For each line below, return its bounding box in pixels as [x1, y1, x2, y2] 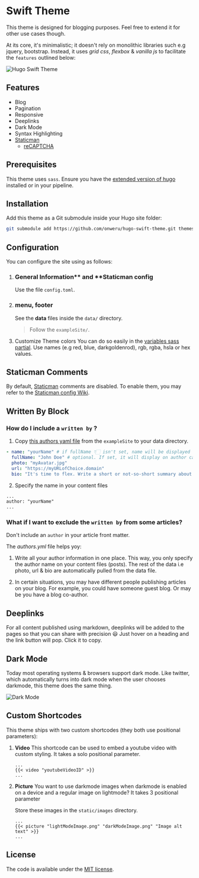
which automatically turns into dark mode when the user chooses [6, 676, 166, 683]
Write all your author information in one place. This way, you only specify [14, 555, 193, 562]
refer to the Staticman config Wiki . [6, 389, 90, 396]
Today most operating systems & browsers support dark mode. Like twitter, [6, 670, 190, 677]
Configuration [6, 242, 59, 252]
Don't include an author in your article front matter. [6, 532, 130, 539]
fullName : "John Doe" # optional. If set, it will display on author [11, 455, 187, 461]
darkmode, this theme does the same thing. [6, 682, 113, 689]
